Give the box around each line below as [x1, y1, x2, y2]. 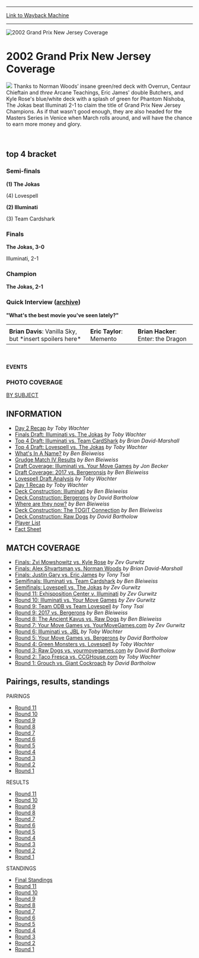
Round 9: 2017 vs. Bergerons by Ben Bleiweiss [14, 609, 128, 616]
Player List [14, 519, 41, 526]
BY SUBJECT [6, 391, 38, 399]
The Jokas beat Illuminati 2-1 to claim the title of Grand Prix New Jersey [6, 102, 181, 109]
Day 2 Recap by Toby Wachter [14, 425, 89, 432]
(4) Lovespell [6, 192, 38, 199]
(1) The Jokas [6, 181, 40, 188]
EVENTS [6, 363, 28, 371]
